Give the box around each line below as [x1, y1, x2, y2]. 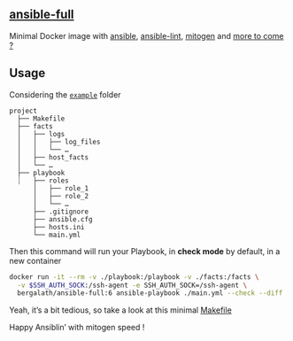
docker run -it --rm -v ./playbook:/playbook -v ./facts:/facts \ [9, 272, 259, 282]
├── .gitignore [32, 207, 89, 216]
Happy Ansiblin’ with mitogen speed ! [9, 322, 145, 333]
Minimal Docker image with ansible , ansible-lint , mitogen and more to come [9, 30, 284, 41]
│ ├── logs [17, 129, 66, 138]
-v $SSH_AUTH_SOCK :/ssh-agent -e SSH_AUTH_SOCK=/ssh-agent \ [17, 281, 248, 290]
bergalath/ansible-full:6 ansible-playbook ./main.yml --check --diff [17, 289, 283, 298]
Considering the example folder [9, 89, 121, 100]
